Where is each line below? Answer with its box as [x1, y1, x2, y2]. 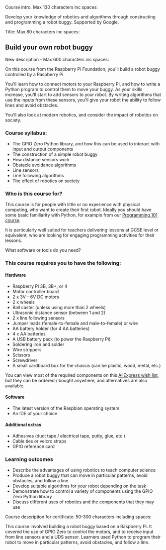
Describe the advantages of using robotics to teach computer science [12, 467, 156, 473]
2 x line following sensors [12, 315, 65, 321]
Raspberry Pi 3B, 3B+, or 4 [12, 283, 68, 289]
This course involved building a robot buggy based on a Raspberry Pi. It [5, 524, 152, 530]
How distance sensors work [12, 157, 70, 163]
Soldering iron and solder [12, 341, 65, 347]
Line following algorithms [12, 173, 64, 179]
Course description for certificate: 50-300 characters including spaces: [5, 514, 152, 520]
